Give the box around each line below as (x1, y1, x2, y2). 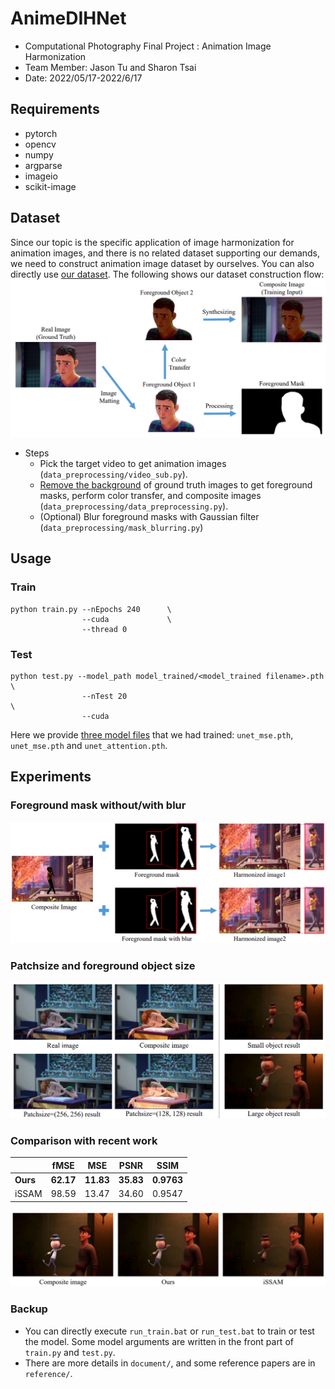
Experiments (10, 768, 92, 786)
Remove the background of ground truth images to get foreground (39, 479, 313, 491)
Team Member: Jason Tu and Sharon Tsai (24, 61, 197, 73)
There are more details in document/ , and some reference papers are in (24, 1357, 316, 1369)
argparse (24, 159, 63, 171)
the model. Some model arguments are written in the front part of (24, 1335, 294, 1347)
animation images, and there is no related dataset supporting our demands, (10, 247, 321, 259)
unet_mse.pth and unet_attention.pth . (10, 740, 168, 752)
